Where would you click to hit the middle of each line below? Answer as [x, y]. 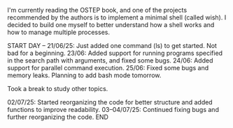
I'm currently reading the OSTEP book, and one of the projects [97, 10]
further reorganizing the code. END [58, 117]
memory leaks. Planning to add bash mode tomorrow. [84, 75]
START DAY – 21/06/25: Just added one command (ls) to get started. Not [112, 46]
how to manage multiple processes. [59, 32]
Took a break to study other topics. [58, 89]
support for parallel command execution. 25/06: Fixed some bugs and [108, 68]
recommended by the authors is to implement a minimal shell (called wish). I [117, 17]
